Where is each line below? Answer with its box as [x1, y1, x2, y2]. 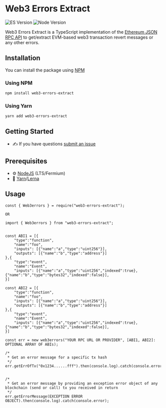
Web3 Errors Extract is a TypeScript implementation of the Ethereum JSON [5, 29, 158, 35]
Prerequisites [5, 157, 47, 166]
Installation [5, 54, 41, 62]
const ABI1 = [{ [5, 233, 39, 238]
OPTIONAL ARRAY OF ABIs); [5, 342, 58, 347]
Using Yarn [5, 102, 32, 109]
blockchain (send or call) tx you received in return [5, 385, 119, 390]
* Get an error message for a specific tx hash [7, 355, 107, 360]
